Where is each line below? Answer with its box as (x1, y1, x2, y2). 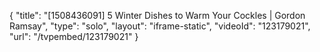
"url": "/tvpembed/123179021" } (9, 31, 139, 42)
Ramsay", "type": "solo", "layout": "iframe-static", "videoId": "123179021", (9, 20, 311, 32)
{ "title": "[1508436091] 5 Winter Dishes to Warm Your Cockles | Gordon (9, 10, 306, 21)
